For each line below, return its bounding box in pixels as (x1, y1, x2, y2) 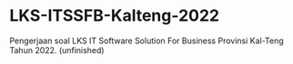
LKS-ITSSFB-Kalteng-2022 (9, 5, 220, 26)
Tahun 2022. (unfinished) (9, 44, 105, 55)
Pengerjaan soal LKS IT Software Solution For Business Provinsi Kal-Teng (9, 35, 284, 46)
